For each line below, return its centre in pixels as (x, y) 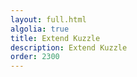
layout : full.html (48, 19)
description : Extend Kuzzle (69, 47)
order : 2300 (35, 57)
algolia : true (40, 29)
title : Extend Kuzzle (55, 38)
